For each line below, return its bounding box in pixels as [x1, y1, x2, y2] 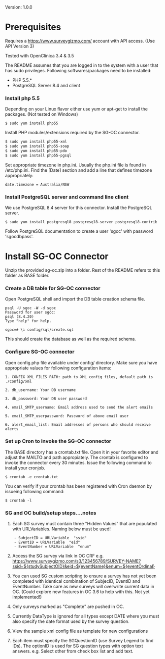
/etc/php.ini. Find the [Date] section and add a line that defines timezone [5, 167, 152, 173]
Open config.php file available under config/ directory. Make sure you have [5, 359, 158, 365]
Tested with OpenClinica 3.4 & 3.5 [5, 52, 74, 58]
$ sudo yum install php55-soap [5, 144, 69, 149]
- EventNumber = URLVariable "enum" [14, 544, 92, 549]
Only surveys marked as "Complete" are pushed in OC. [12, 604, 124, 609]
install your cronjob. [5, 465, 45, 471]
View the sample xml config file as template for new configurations [12, 628, 148, 634]
